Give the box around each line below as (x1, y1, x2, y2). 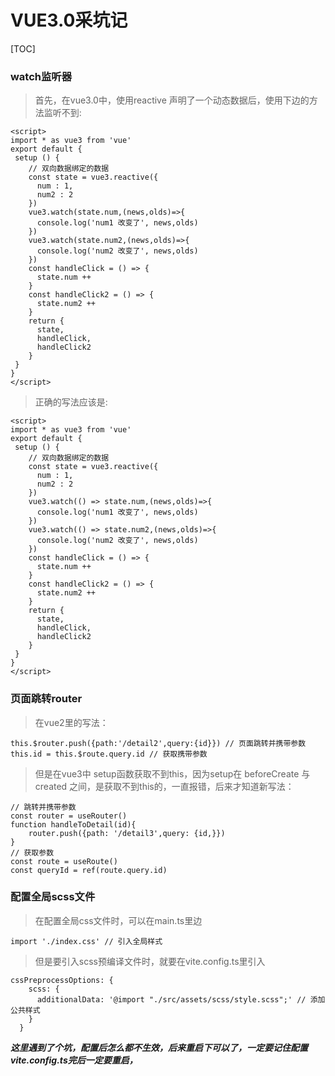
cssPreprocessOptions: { (10, 975, 114, 985)
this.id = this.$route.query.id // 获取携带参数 (10, 749, 208, 759)
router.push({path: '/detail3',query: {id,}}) (28, 828, 226, 838)
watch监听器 (10, 69, 73, 83)
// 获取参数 (10, 847, 55, 858)
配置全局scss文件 (10, 890, 96, 904)
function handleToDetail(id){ (10, 819, 137, 830)
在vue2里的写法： (34, 716, 109, 728)
